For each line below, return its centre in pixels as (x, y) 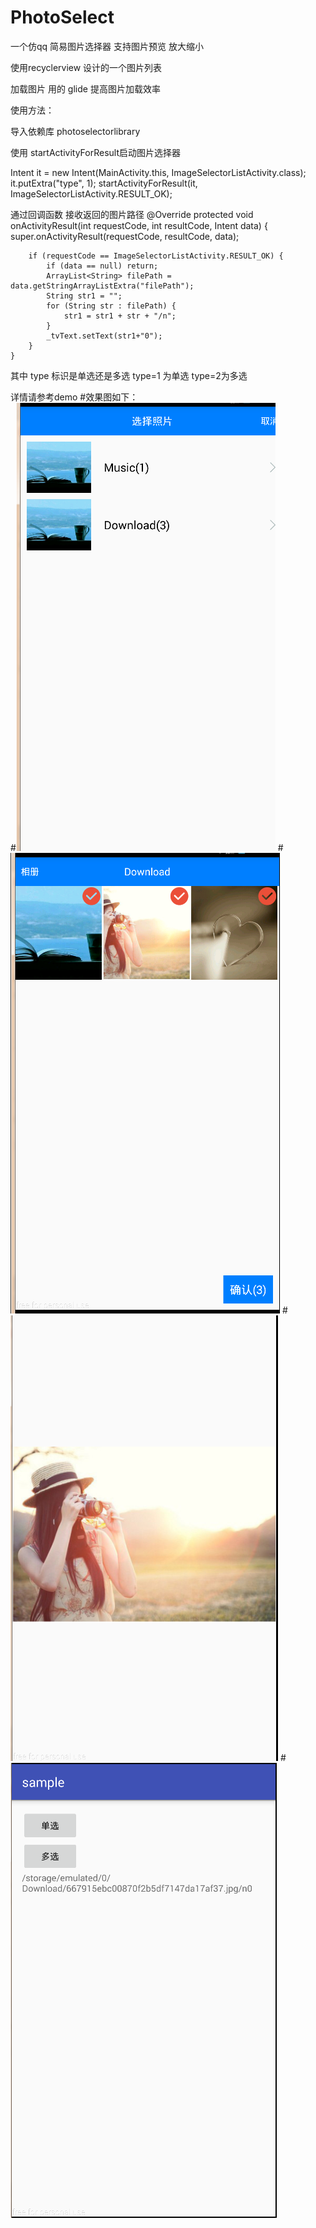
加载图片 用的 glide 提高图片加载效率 (85, 88)
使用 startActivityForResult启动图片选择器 (95, 152)
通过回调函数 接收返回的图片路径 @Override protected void (132, 214)
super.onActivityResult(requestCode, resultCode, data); (125, 236)
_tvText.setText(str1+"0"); (104, 336)
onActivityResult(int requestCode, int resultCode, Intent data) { (139, 225)
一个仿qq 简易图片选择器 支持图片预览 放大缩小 (107, 46)
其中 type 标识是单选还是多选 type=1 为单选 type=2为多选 (129, 375)
